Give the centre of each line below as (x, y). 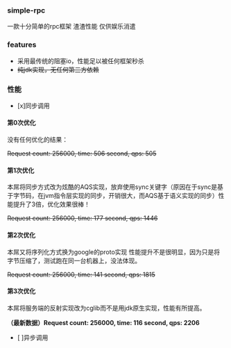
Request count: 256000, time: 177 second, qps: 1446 (83, 218)
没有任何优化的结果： (37, 140)
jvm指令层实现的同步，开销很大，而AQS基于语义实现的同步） (131, 196)
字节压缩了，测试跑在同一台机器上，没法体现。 (74, 260)
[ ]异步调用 (33, 337)
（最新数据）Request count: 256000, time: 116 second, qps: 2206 (103, 322)
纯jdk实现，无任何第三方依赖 (58, 69)
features (22, 45)
